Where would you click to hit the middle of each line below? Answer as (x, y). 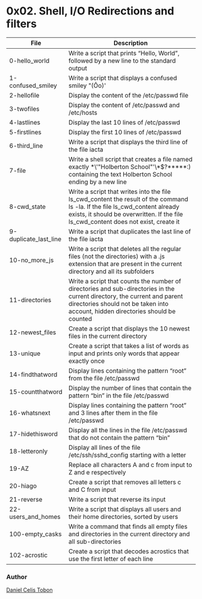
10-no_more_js (32, 260)
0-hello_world (29, 60)
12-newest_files (33, 332)
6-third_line (26, 146)
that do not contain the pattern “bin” (119, 438)
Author (17, 577)
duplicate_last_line (35, 239)
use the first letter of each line (111, 559)
